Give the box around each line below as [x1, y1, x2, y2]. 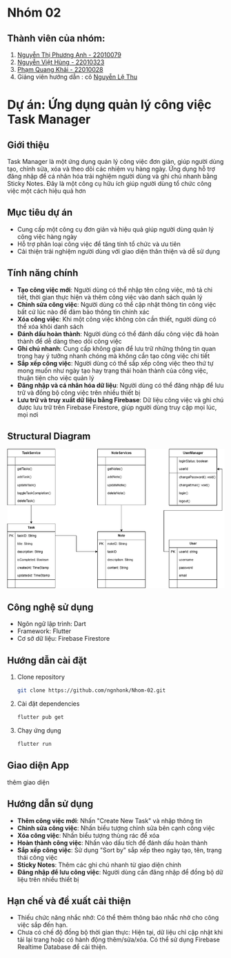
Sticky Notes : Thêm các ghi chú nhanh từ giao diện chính [17, 861, 181, 869]
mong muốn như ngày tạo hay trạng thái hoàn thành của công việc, [17, 366, 208, 375]
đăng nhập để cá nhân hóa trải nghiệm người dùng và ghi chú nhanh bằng [7, 172, 217, 180]
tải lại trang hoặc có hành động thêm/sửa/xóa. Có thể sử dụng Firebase [17, 935, 221, 944]
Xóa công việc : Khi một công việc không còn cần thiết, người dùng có [17, 314, 217, 323]
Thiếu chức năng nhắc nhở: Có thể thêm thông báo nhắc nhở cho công [17, 914, 219, 922]
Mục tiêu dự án [7, 207, 73, 218]
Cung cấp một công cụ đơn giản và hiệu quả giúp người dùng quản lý [17, 225, 214, 233]
